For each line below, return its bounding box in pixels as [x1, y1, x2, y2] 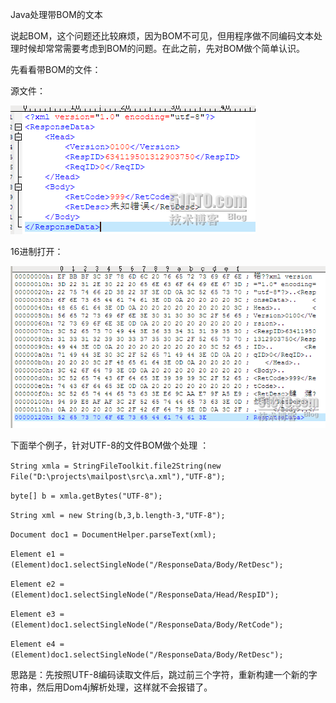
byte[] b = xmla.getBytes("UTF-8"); [10, 491, 163, 502]
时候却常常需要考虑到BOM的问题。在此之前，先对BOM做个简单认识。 [18, 43, 306, 54]
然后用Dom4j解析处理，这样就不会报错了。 [36, 681, 213, 693]
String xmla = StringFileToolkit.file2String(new [10, 461, 222, 472]
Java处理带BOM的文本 [10, 9, 103, 20]
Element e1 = [10, 549, 65, 560]
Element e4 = [10, 639, 65, 650]
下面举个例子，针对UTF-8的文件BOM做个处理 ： [10, 439, 210, 452]
